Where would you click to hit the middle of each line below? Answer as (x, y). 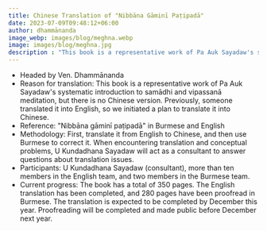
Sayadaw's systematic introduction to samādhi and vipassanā (121, 92)
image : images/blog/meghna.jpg (60, 45)
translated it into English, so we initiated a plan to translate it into (125, 109)
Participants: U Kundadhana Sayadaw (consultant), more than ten (127, 168)
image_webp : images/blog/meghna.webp (71, 38)
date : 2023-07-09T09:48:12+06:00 (64, 23)
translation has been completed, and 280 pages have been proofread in (137, 193)
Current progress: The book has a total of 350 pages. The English (127, 185)
